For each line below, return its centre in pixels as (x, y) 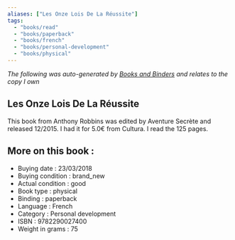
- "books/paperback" (44, 34)
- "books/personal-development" (62, 47)
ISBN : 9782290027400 (52, 221)
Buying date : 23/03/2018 (55, 168)
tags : (15, 21)
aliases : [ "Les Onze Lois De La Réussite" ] (73, 14)
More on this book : (51, 151)
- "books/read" (36, 27)
